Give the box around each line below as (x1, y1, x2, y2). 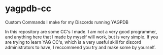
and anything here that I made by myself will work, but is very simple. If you (5, 34, 159, 40)
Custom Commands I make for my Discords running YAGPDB (5, 19, 129, 25)
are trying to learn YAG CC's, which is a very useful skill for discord (5, 39, 141, 45)
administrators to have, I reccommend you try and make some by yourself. (5, 44, 156, 50)
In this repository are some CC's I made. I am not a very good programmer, (5, 28, 157, 34)
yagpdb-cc (5, 3, 52, 14)
